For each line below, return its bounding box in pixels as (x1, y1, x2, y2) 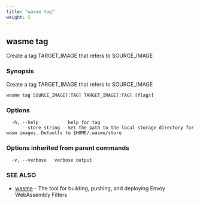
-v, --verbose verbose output (11, 157, 93, 163)
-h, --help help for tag (11, 119, 101, 125)
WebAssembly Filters (14, 191, 68, 198)
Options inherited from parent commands (6, 144, 130, 152)
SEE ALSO (6, 171, 37, 180)
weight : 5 (6, 14, 31, 20)
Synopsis (6, 67, 34, 75)
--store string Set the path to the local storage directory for (22, 125, 195, 131)
